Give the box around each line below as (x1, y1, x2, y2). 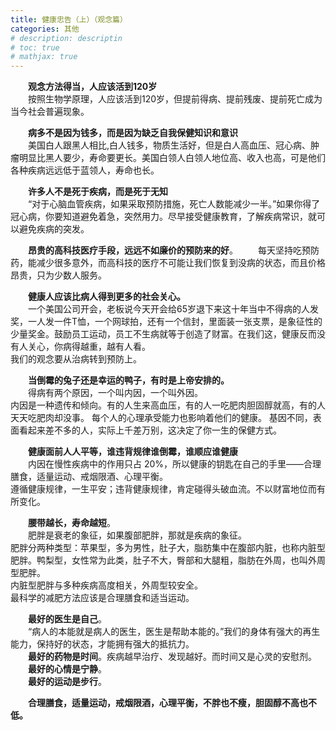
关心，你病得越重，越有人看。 (27, 341, 151, 353)
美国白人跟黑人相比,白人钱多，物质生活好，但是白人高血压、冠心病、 (27, 139, 312, 151)
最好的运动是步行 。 (28, 676, 107, 688)
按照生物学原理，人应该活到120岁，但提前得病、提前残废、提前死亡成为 (27, 93, 323, 105)
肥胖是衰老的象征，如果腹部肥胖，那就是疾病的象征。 (27, 529, 247, 541)
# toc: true (10, 42, 60, 53)
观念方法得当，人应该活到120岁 (28, 81, 158, 93)
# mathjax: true (10, 52, 78, 62)
